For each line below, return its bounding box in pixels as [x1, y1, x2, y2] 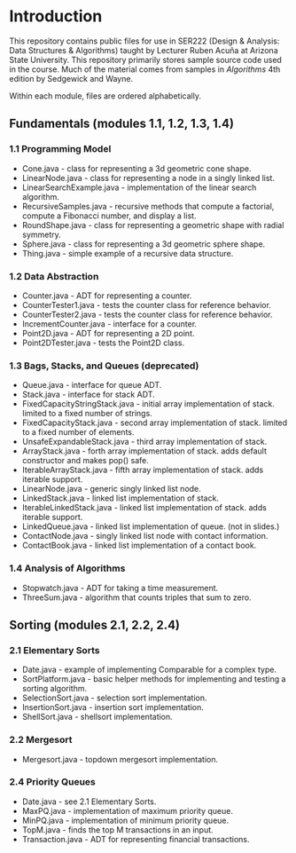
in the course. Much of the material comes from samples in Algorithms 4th [9, 64, 281, 75]
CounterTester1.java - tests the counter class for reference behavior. [21, 299, 272, 310]
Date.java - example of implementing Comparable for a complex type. [21, 664, 277, 675]
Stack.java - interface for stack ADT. [21, 389, 155, 400]
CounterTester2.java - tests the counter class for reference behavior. [21, 309, 273, 320]
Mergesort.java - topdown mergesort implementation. [21, 754, 219, 764]
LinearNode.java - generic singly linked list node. [21, 484, 201, 494]
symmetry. [21, 229, 62, 240]
